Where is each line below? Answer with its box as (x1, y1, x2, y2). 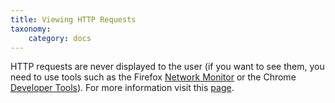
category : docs (28, 33, 92, 43)
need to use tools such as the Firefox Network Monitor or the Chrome (10, 71, 297, 83)
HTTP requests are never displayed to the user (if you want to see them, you (10, 61, 325, 73)
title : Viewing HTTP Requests (10, 14, 137, 25)
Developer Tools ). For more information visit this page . (10, 82, 235, 94)
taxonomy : (10, 24, 52, 34)
